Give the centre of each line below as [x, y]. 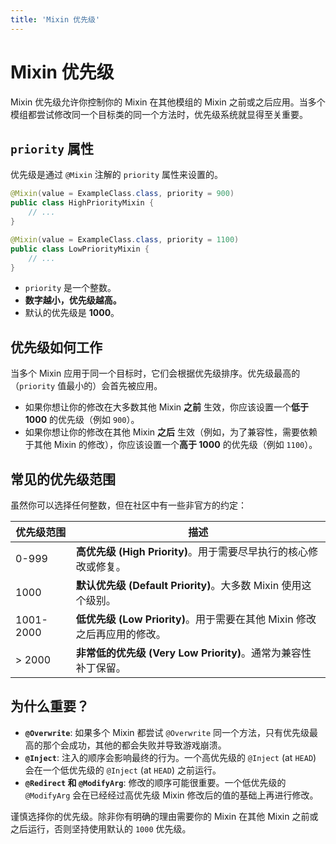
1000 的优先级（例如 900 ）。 [82, 420]
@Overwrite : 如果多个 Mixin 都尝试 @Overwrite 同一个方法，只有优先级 [167, 732]
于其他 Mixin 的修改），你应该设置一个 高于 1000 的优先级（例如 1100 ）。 [171, 445]
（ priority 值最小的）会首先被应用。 [86, 386]
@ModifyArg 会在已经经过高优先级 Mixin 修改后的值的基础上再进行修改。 [171, 795]
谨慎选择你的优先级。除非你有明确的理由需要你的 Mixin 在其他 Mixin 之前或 [164, 816]
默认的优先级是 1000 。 [72, 313]
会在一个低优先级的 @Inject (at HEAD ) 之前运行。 [123, 770]
